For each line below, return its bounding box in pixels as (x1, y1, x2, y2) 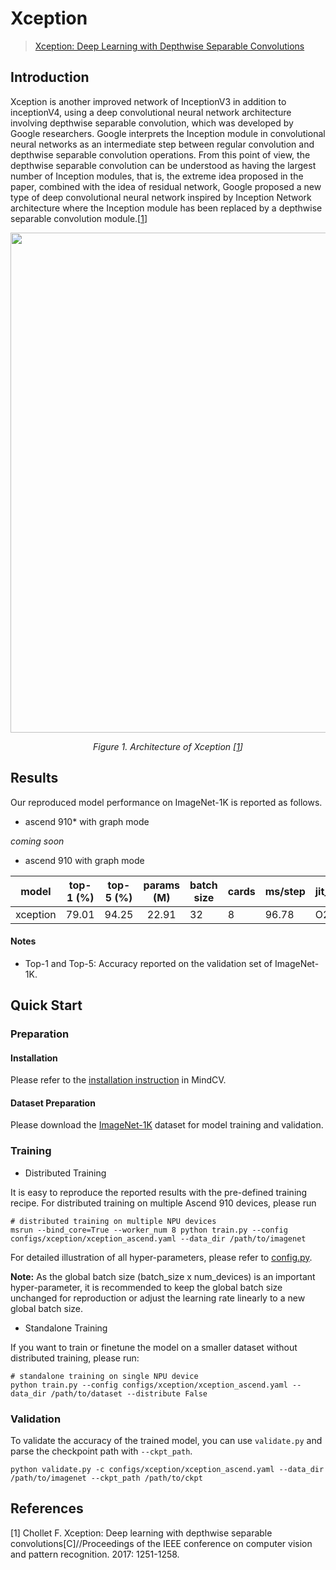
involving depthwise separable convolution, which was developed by (10, 117, 294, 129)
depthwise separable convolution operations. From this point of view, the (10, 148, 311, 161)
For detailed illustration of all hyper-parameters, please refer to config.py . (10, 1251, 313, 1263)
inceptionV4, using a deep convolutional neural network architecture (10, 106, 292, 118)
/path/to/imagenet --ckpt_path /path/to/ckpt (10, 1473, 203, 1484)
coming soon (10, 835, 65, 847)
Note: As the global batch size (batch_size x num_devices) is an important (10, 1270, 316, 1282)
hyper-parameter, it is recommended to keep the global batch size (10, 1281, 283, 1293)
